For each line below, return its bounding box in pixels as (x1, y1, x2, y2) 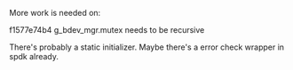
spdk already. (9, 51, 59, 61)
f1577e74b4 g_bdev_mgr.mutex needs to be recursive (9, 25, 205, 35)
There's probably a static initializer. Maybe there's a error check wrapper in (9, 42, 285, 52)
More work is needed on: (9, 8, 101, 18)
